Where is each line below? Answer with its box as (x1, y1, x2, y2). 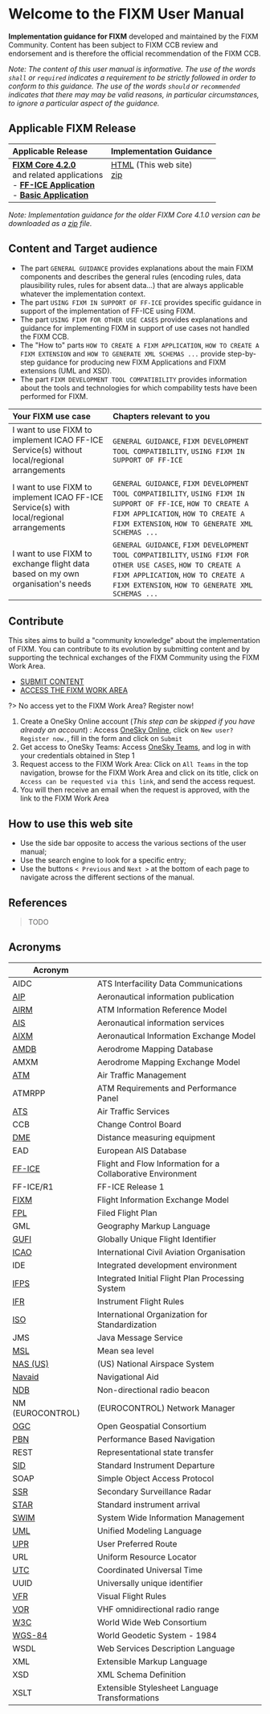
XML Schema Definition (96, 1669, 186, 1680)
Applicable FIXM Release (8, 122, 137, 135)
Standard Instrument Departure (96, 1460, 215, 1471)
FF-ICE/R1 (12, 1180, 54, 1192)
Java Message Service (96, 1332, 183, 1343)
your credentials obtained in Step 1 (19, 751, 135, 760)
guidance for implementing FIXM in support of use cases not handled (19, 323, 250, 332)
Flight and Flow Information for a (96, 1158, 220, 1169)
